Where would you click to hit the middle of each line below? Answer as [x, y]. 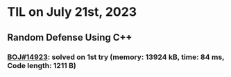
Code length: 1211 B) [42, 65]
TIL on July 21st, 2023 [72, 12]
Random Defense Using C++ [70, 37]
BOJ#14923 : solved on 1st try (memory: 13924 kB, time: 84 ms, [116, 57]
